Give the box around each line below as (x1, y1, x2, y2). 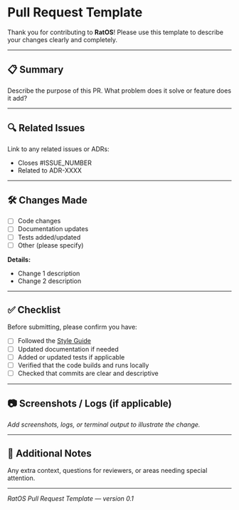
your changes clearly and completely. (7, 35, 118, 44)
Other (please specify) (17, 240, 84, 250)
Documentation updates (17, 225, 89, 233)
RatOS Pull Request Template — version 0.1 (7, 494, 134, 503)
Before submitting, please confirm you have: (7, 322, 137, 332)
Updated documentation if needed (17, 345, 119, 353)
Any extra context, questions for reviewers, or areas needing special (7, 466, 208, 475)
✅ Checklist (7, 304, 61, 316)
